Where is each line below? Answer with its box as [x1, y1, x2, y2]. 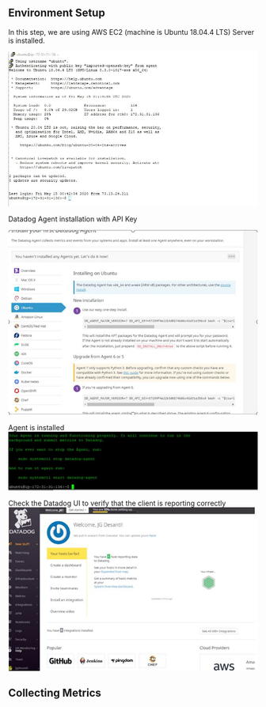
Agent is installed [8, 423, 65, 433]
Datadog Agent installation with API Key [8, 214, 138, 224]
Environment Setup [8, 6, 105, 20]
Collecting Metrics [8, 686, 101, 699]
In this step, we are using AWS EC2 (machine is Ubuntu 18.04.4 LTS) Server [8, 27, 255, 36]
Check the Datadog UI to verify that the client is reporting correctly [8, 498, 226, 508]
